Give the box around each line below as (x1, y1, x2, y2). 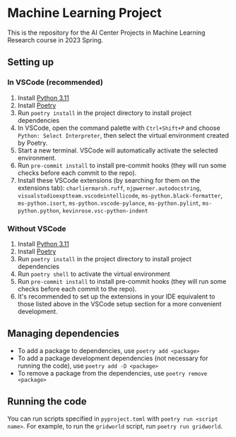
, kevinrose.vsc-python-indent (59, 206, 148, 215)
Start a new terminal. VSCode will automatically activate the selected (17, 146, 218, 155)
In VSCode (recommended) (7, 78, 104, 88)
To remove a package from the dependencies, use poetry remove (17, 369, 208, 377)
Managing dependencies (7, 328, 120, 340)
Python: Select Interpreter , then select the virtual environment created (17, 131, 230, 139)
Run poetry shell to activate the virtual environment (17, 270, 171, 278)
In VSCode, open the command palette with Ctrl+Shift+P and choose (17, 124, 220, 132)
